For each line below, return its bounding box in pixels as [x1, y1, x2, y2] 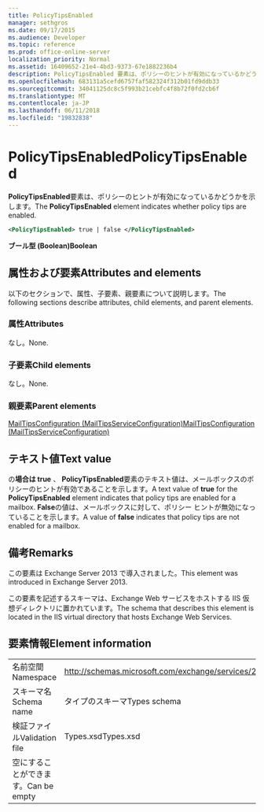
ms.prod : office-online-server [8, 48, 111, 56]
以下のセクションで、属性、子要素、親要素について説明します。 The [8, 288, 226, 298]
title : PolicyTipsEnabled [8, 11, 93, 20]
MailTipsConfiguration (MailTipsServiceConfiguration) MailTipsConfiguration [8, 419, 255, 428]
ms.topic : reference [8, 41, 76, 49]
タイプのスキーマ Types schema [64, 695, 181, 706]
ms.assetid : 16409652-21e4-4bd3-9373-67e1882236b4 [8, 63, 178, 71]
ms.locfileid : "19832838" [8, 114, 93, 122]
